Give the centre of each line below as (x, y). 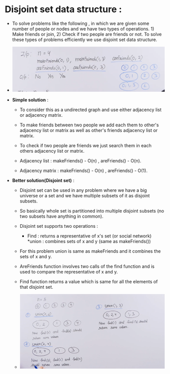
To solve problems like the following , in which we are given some (81, 23)
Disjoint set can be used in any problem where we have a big (83, 190)
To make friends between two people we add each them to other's (89, 125)
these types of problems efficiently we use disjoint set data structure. (85, 40)
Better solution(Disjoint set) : (43, 181)
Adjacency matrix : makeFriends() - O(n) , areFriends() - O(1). (83, 171)
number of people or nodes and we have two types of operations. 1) (83, 28)
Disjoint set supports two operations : (59, 226)
